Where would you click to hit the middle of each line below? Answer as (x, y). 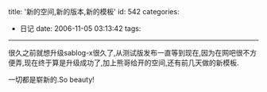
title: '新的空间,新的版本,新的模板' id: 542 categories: (94, 11)
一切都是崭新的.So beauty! (52, 79)
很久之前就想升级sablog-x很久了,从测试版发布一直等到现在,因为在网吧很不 (129, 53)
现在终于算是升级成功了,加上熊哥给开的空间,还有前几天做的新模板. (132, 63)
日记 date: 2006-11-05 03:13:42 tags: (80, 29)
